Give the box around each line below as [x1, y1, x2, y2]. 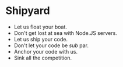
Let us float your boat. [13, 23, 68, 30]
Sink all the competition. [13, 54, 72, 61]
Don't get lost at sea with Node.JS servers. [13, 29, 117, 36]
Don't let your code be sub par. [13, 42, 89, 49]
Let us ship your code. [13, 36, 68, 43]
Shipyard [5, 4, 50, 17]
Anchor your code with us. [13, 48, 78, 55]
